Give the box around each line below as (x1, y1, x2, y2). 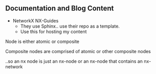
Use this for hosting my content (20, 28, 87, 35)
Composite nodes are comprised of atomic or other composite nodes (5, 48, 151, 54)
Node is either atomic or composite (5, 38, 80, 44)
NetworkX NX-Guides (12, 17, 59, 23)
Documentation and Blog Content (5, 4, 114, 13)
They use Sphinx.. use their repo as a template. (20, 23, 120, 29)
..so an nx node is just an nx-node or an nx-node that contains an (5, 58, 143, 64)
